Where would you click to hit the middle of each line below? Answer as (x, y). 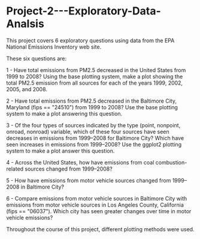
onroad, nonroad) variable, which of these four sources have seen (88, 132)
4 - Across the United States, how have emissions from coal (80, 162)
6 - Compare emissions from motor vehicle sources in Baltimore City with (97, 198)
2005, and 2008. (27, 89)
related (15, 169)
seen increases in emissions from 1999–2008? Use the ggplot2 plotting (94, 144)
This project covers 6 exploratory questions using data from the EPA (90, 40)
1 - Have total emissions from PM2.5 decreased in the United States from (96, 70)
